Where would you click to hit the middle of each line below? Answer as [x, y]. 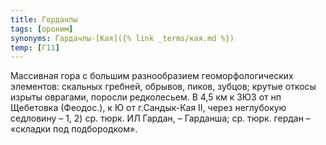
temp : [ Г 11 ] [35, 47]
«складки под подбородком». [74, 129]
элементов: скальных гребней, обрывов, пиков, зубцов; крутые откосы [163, 87]
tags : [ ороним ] [42, 29]
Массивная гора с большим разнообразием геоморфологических [152, 76]
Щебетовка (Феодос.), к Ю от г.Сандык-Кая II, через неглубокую [148, 108]
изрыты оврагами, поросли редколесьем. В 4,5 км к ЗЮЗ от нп [146, 97]
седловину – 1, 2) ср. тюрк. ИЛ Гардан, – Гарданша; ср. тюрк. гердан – [160, 118]
